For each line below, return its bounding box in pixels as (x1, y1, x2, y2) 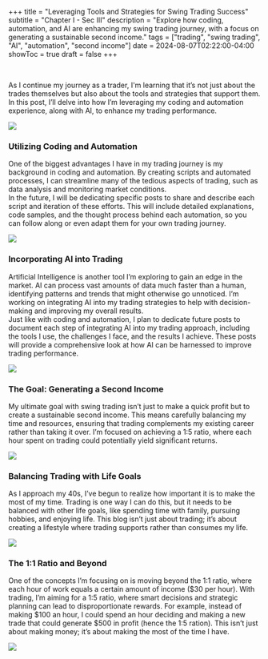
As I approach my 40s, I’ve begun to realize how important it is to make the (8, 488, 256, 499)
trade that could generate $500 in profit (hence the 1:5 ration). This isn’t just (8, 618, 258, 628)
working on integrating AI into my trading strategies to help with (8, 297, 218, 307)
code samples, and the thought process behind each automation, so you (8, 210, 247, 219)
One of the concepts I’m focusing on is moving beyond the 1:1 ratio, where (8, 576, 252, 585)
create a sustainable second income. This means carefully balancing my (8, 410, 246, 420)
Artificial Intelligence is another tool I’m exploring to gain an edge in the (8, 271, 242, 281)
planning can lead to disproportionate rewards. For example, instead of (8, 601, 242, 611)
